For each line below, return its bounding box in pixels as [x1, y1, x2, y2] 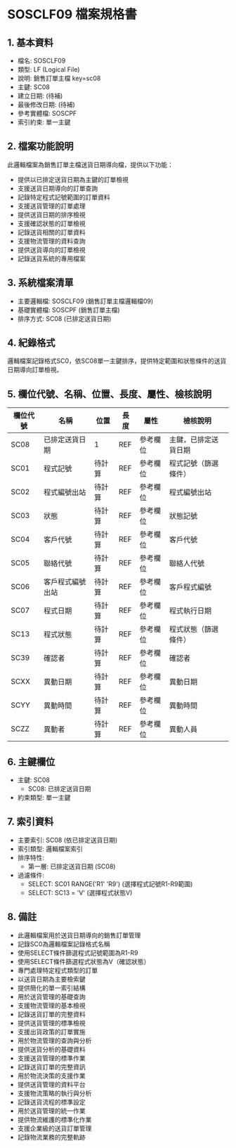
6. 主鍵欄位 [7, 756, 55, 767]
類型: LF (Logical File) [17, 65, 80, 74]
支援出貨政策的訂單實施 [17, 1027, 86, 1036]
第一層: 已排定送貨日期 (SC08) [27, 862, 116, 871]
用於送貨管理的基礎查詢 [17, 992, 86, 1001]
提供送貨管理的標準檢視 [17, 1019, 86, 1027]
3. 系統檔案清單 [7, 277, 74, 289]
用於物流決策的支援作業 [17, 1071, 86, 1080]
